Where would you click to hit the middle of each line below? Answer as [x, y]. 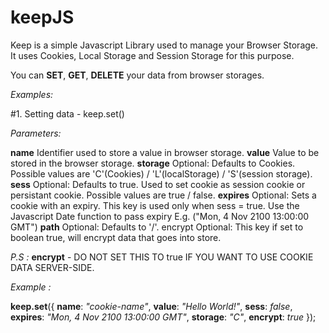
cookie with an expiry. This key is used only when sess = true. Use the [155, 205]
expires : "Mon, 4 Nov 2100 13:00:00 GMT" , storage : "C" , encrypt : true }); [163, 317]
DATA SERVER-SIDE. [52, 267]
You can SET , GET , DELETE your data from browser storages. [137, 75]
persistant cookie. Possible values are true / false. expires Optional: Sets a [163, 195]
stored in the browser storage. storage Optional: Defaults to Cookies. [153, 163]
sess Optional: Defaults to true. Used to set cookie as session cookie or [158, 184]
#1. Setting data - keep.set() [67, 113]
